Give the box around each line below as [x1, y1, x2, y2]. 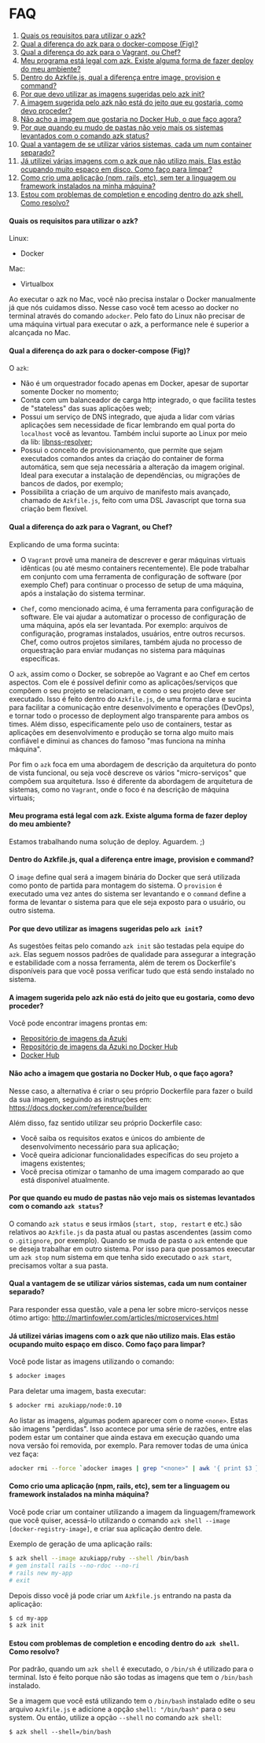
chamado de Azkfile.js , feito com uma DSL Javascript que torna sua [20, 496, 246, 505]
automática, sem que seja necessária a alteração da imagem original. [20, 462, 245, 472]
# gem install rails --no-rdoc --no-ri [9, 1561, 140, 1570]
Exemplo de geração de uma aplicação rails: [9, 1539, 153, 1549]
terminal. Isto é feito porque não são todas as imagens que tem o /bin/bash [9, 1673, 253, 1682]
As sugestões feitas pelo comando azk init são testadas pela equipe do [9, 941, 245, 951]
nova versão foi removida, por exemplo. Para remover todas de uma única [9, 1441, 248, 1450]
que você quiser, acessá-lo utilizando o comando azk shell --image [9, 1516, 230, 1525]
